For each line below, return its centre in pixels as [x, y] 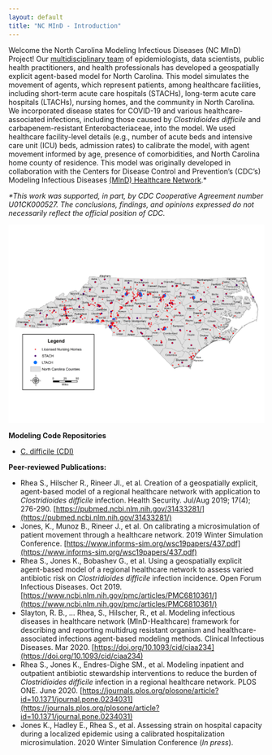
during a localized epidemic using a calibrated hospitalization [123, 734]
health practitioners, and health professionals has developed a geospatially [134, 67]
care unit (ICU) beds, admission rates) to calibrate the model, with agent [129, 145]
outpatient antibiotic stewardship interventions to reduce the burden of [138, 673]
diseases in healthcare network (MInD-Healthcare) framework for [130, 621]
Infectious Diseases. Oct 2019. [71, 586]
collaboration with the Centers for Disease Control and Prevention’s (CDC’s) [135, 171]
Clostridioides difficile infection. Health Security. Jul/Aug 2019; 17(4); [135, 500]
